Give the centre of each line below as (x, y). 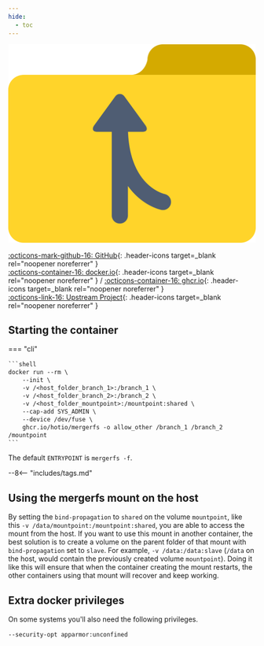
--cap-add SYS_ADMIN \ (59, 412)
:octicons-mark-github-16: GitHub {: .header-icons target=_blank (112, 255)
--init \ (37, 381)
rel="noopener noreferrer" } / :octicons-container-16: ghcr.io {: (109, 280)
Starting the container (63, 330)
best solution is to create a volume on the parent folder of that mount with (127, 542)
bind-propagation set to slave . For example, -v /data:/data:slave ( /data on (131, 551)
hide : (17, 17)
